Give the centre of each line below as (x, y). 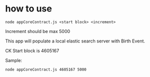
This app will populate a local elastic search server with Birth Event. (75, 41)
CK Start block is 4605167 (32, 50)
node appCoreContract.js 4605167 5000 (46, 69)
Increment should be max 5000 (38, 31)
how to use (29, 9)
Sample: (14, 60)
